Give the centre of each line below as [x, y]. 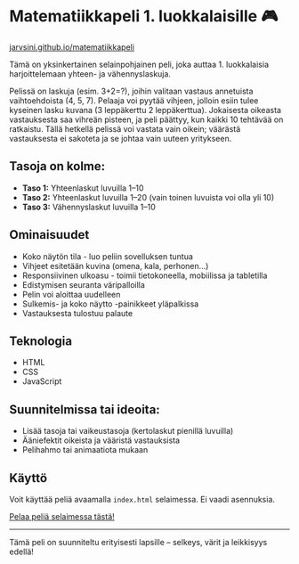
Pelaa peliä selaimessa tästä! [62, 516]
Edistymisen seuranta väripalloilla [83, 284]
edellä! [21, 552]
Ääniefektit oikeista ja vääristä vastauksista [101, 440]
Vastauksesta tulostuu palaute [77, 313]
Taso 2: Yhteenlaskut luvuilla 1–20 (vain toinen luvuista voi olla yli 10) [148, 197]
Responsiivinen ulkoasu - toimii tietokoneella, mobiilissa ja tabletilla [145, 275]
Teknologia [41, 341]
